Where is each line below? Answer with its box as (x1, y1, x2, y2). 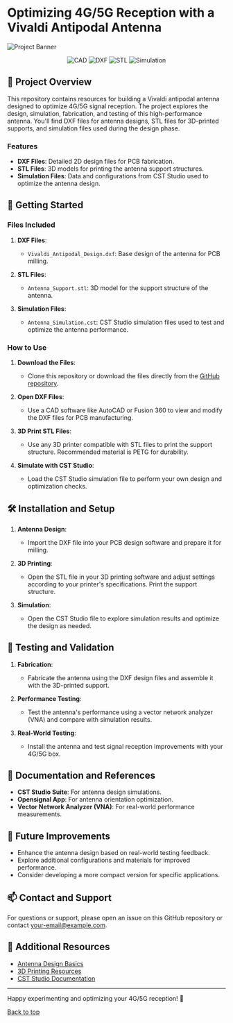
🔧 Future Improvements (7, 830, 111, 842)
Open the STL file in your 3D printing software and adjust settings (27, 573, 215, 581)
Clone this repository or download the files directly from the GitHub (27, 372, 220, 380)
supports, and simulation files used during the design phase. (7, 124, 180, 133)
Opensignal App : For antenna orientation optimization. (17, 795, 173, 804)
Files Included (7, 220, 55, 230)
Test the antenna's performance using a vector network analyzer (27, 708, 214, 716)
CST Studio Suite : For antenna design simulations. (17, 788, 162, 796)
